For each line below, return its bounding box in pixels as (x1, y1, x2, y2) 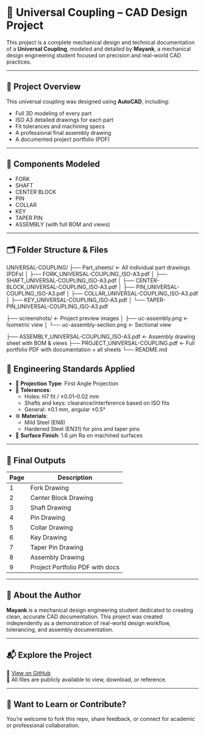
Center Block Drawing (30, 494, 93, 502)
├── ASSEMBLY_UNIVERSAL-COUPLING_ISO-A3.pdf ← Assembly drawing (6, 333, 195, 341)
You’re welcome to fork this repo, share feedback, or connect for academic (6, 715, 195, 723)
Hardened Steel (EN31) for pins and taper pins (24, 425, 140, 433)
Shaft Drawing (30, 504, 71, 512)
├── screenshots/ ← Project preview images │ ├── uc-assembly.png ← (6, 314, 189, 322)
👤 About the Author (6, 590, 81, 601)
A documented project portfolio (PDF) (15, 136, 110, 143)
